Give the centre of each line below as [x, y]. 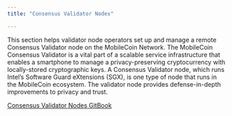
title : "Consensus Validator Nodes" [60, 14]
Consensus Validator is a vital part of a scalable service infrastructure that [114, 55]
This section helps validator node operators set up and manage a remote [112, 40]
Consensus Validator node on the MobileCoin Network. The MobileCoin [110, 47]
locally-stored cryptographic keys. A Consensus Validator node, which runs [116, 69]
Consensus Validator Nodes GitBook [59, 105]
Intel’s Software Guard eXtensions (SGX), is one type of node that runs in [112, 77]
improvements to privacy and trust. [58, 92]
